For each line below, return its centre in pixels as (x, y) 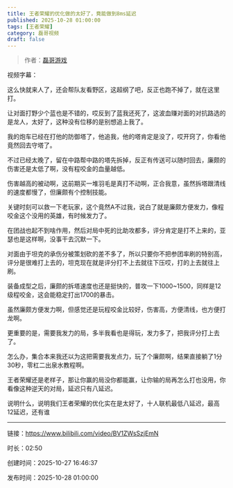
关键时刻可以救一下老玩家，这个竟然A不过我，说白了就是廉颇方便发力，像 (113, 207)
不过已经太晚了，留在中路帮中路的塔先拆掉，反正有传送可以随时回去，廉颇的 (116, 160)
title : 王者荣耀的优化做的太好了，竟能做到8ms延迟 (72, 14)
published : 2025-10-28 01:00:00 (54, 20)
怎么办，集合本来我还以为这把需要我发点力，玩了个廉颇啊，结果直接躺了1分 (115, 357)
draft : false (26, 40)
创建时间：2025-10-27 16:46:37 (53, 463)
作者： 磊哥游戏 (45, 60)
